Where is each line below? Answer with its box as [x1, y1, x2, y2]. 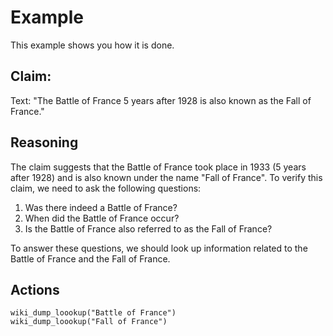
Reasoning [10, 134, 79, 151]
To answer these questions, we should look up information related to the [10, 242, 308, 254]
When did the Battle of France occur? [24, 212, 180, 224]
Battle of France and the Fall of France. [10, 252, 171, 265]
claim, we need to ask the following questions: [10, 182, 202, 194]
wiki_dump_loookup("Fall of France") [10, 317, 168, 327]
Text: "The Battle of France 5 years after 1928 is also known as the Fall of [10, 94, 312, 106]
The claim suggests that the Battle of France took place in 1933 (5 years [10, 161, 307, 173]
